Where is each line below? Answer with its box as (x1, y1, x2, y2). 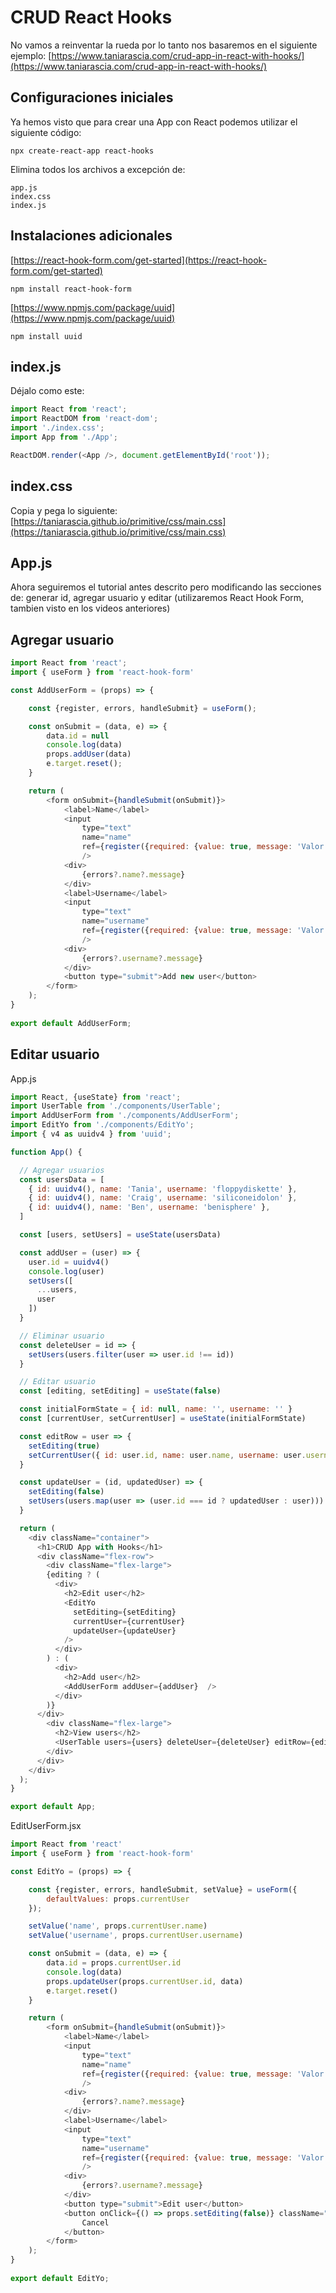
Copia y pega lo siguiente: (10, 504, 118, 516)
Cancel (81, 2217, 110, 2228)
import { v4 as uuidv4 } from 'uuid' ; (10, 1129, 172, 1139)
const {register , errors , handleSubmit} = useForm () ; (28, 703, 257, 713)
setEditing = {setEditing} (73, 1607, 177, 1617)
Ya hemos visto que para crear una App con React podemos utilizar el (10, 116, 298, 128)
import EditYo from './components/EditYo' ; (10, 1120, 195, 1130)
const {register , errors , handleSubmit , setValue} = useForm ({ (28, 1884, 298, 1895)
